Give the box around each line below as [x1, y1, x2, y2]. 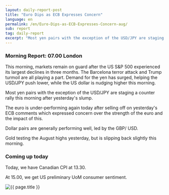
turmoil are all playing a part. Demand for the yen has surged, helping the [5, 74, 158, 81]
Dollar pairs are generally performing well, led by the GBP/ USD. [5, 125, 138, 131]
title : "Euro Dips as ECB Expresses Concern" [5, 12, 103, 17]
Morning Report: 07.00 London [5, 52, 82, 59]
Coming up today [5, 153, 49, 160]
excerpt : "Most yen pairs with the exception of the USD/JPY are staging [5, 36, 164, 41]
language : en [5, 17, 33, 22]
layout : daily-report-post [5, 7, 62, 13]
